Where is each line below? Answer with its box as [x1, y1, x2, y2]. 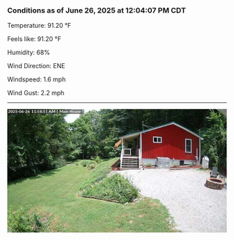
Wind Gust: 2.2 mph [7, 89, 65, 97]
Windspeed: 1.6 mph [7, 75, 66, 83]
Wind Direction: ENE [7, 62, 65, 70]
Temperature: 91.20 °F [7, 22, 72, 30]
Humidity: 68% [7, 48, 51, 57]
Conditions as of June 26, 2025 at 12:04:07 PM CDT [7, 6, 187, 15]
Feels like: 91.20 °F [7, 35, 61, 43]
